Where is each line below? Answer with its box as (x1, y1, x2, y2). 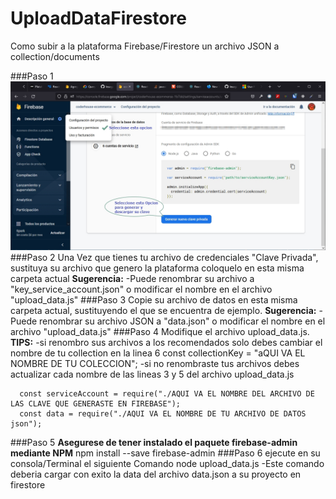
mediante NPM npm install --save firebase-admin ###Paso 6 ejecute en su (10, 447, 321, 459)
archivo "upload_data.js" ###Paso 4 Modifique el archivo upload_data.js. (10, 325, 310, 337)
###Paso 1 (10, 70, 54, 82)
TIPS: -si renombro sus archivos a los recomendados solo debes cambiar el (10, 336, 323, 348)
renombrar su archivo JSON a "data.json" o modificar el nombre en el (39, 315, 326, 327)
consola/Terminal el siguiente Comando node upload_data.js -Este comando (10, 457, 325, 469)
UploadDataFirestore (10, 7, 187, 30)
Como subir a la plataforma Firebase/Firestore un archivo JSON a (10, 40, 280, 52)
